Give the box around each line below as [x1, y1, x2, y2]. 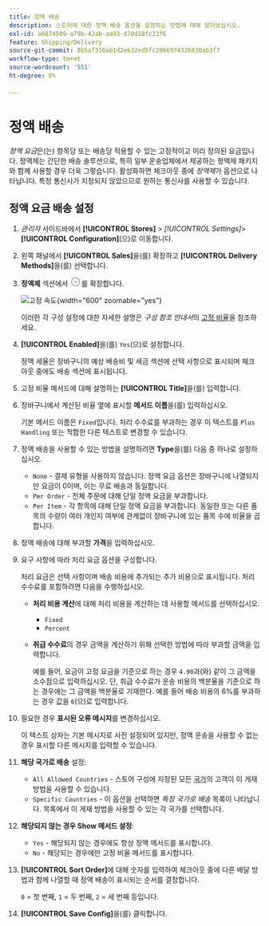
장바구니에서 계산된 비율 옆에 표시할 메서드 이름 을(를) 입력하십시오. [20, 400, 228, 410]
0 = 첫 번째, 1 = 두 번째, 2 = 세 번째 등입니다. [20, 892, 159, 901]
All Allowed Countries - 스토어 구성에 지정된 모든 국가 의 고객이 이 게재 [32, 774, 258, 784]
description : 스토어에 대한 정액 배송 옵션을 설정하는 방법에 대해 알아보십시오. [9, 21, 241, 30]
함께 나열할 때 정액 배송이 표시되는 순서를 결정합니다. [35, 875, 200, 885]
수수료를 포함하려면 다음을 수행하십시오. [20, 582, 145, 592]
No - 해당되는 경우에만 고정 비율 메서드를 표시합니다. [32, 848, 195, 857]
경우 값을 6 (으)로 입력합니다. [41, 696, 129, 706]
